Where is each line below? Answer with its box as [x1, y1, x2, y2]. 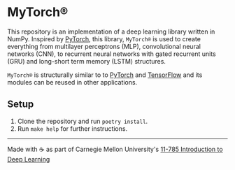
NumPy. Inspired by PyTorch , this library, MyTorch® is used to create [7, 34, 201, 43]
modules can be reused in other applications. [7, 78, 138, 86]
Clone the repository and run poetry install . [17, 117, 148, 125]
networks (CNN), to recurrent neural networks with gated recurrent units [7, 50, 216, 58]
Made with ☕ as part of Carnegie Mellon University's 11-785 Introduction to [7, 145, 223, 153]
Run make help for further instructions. [17, 124, 128, 133]
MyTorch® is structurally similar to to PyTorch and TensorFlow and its [7, 71, 203, 79]
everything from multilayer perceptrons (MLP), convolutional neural [7, 42, 201, 50]
